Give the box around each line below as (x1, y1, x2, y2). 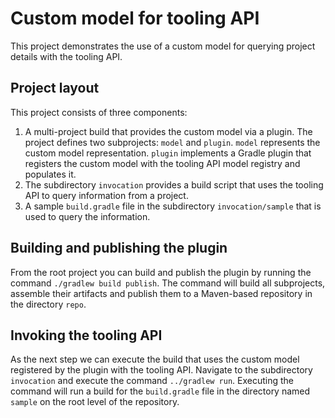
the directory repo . (10, 298, 87, 310)
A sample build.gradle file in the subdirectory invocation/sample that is (24, 200, 322, 212)
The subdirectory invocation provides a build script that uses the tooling (24, 178, 324, 191)
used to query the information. (24, 210, 151, 222)
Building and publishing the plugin (10, 240, 228, 257)
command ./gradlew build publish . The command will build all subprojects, (10, 277, 326, 289)
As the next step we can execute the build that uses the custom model (10, 353, 300, 366)
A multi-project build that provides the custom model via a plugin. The (24, 125, 313, 137)
